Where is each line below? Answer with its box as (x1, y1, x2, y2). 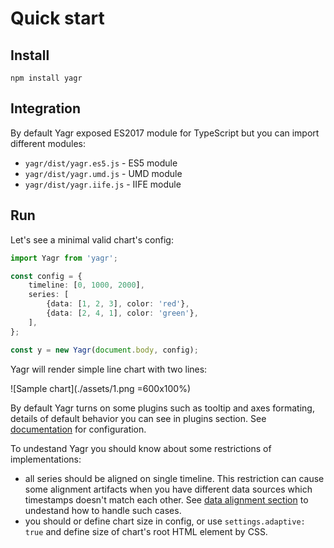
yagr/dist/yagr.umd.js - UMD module (24, 167, 183, 179)
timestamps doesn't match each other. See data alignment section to (24, 493, 309, 506)
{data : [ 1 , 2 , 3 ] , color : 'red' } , (46, 299, 190, 309)
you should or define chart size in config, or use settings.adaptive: (24, 515, 306, 527)
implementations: (10, 453, 82, 465)
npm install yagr (10, 73, 83, 83)
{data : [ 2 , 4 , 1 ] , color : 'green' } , (46, 308, 199, 318)
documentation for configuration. (10, 423, 147, 435)
